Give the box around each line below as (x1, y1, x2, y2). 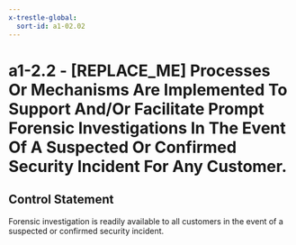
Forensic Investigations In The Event (8, 118, 287, 138)
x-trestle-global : (8, 13, 77, 23)
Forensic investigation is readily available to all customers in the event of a (8, 215, 284, 226)
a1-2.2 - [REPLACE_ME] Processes (8, 60, 271, 81)
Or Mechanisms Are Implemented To (8, 79, 288, 100)
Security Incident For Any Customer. (8, 156, 287, 177)
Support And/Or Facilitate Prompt (8, 98, 265, 119)
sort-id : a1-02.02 (16, 22, 86, 31)
